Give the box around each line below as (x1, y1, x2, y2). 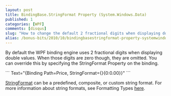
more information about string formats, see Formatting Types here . (5, 85, 146, 91)
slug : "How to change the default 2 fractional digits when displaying (5, 31, 160, 36)
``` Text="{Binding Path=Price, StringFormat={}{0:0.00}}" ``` (5, 70, 131, 76)
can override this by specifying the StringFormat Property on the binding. (5, 60, 159, 66)
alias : (5, 36, 19, 41)
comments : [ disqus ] (5, 26, 47, 31)
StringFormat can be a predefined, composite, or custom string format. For (5, 79, 162, 86)
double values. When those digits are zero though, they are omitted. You (5, 55, 157, 61)
